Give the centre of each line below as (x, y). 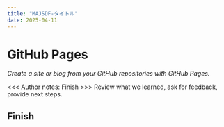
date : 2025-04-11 (32, 20)
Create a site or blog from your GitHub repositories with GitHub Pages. (109, 74)
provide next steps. (35, 94)
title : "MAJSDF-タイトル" (43, 14)
